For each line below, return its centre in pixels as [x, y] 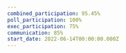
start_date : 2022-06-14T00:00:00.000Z [63, 39]
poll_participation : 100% [44, 20]
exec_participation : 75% [43, 26]
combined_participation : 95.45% [54, 13]
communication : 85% [35, 33]
